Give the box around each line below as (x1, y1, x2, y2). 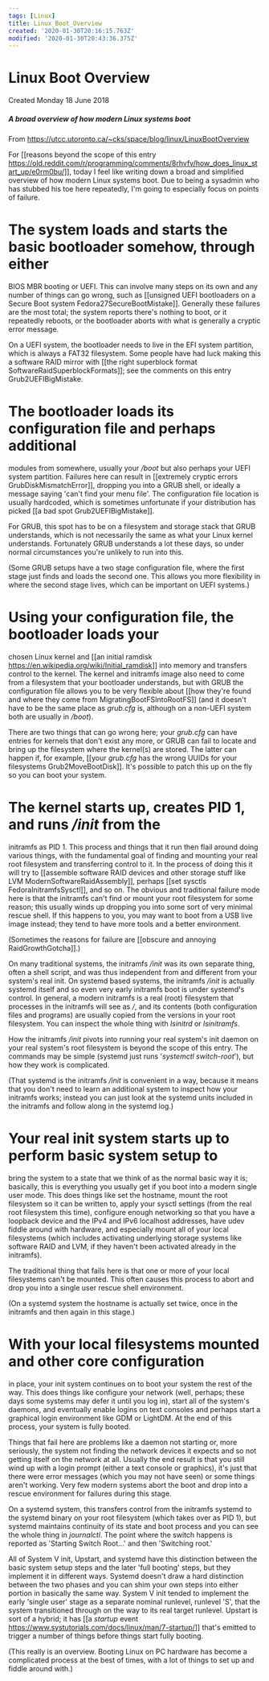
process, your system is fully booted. (8, 1422, 131, 1431)
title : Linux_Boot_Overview (8, 19, 103, 27)
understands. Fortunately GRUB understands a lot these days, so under (8, 539, 245, 548)
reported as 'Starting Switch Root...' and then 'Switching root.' (8, 1539, 213, 1548)
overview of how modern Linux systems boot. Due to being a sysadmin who (8, 176, 259, 185)
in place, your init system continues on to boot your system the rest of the (8, 1378, 253, 1389)
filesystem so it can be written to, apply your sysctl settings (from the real (8, 1199, 252, 1208)
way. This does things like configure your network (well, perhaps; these (8, 1387, 245, 1397)
